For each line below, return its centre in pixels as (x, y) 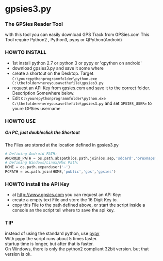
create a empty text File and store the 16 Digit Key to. (65, 200)
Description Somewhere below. (43, 93)
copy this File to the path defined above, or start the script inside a (79, 205)
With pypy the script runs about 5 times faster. (51, 238)
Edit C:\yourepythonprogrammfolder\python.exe (59, 98)
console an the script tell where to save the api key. (63, 210)
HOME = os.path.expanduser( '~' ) (38, 167)
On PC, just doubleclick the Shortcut (42, 132)
